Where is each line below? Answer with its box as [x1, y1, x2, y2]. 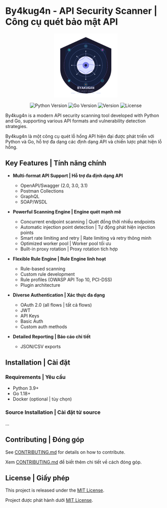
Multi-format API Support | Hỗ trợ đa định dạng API [12, 172, 123, 179]
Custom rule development [20, 271, 75, 277]
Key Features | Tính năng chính [5, 159, 107, 167]
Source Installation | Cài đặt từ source [5, 409, 101, 416]
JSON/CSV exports [20, 343, 61, 349]
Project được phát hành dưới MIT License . [5, 497, 93, 503]
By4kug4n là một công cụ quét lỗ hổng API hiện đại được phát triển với [5, 133, 154, 139]
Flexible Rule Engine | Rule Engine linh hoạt [12, 256, 106, 262]
